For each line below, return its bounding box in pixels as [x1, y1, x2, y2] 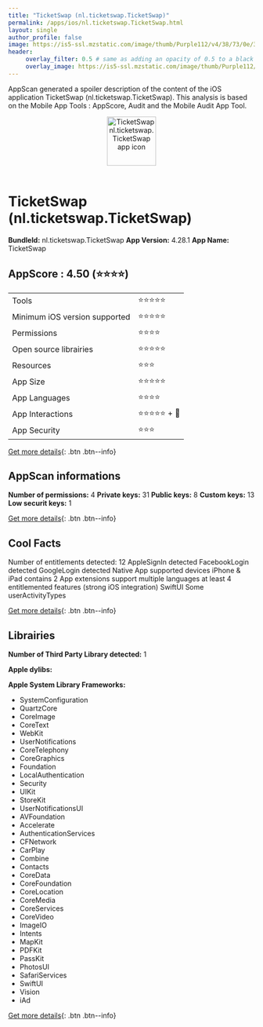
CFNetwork [19, 837, 57, 846]
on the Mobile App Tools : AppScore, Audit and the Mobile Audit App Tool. [8, 101, 247, 110]
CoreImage [19, 711, 56, 721]
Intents [19, 928, 42, 938]
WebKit [19, 728, 44, 738]
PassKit [19, 953, 45, 963]
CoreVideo [19, 912, 55, 921]
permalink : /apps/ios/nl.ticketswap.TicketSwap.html [8, 19, 184, 27]
